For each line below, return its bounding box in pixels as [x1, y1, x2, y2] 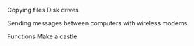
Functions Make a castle [7, 32, 77, 41]
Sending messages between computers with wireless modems [7, 19, 188, 27]
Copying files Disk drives [7, 6, 79, 14]
